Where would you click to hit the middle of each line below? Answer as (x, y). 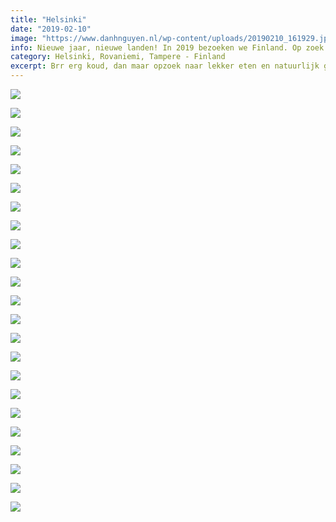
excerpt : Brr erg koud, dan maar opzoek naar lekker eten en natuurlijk (165, 66)
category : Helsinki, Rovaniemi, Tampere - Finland (118, 57)
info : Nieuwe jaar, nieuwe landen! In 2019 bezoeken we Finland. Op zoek (167, 47)
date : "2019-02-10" (51, 29)
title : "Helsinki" (48, 19)
